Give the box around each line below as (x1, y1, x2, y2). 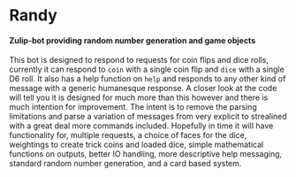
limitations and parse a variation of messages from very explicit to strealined (9, 112, 287, 122)
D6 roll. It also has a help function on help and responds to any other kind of (9, 73, 286, 84)
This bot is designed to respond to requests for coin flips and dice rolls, (9, 55, 269, 65)
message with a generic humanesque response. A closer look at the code (9, 83, 277, 94)
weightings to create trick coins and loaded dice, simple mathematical (9, 139, 264, 150)
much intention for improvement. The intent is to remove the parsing (9, 102, 258, 112)
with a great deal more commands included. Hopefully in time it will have (9, 120, 274, 131)
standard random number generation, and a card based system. (9, 158, 242, 169)
